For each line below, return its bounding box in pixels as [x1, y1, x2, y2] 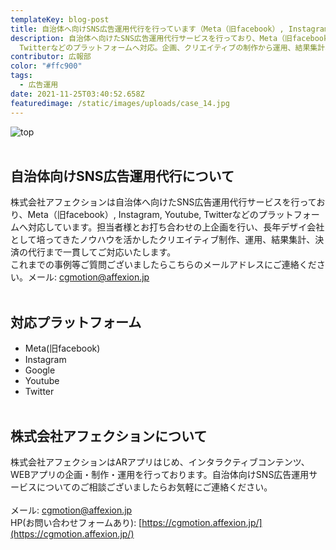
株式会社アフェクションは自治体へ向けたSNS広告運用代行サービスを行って [10, 196, 317, 208]
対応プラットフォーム [10, 314, 142, 331]
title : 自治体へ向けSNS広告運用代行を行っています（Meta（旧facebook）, [10, 24, 285, 34]
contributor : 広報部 [10, 52, 92, 62]
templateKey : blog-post [10, 14, 110, 25]
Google [24, 364, 56, 376]
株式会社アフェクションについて [10, 427, 208, 445]
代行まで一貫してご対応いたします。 [27, 246, 177, 258]
